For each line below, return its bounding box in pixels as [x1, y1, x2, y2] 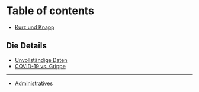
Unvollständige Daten [14, 56, 68, 63]
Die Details [6, 41, 47, 51]
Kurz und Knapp [14, 24, 54, 31]
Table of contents [6, 4, 95, 18]
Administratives [14, 80, 53, 87]
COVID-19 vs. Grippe [14, 63, 66, 70]
